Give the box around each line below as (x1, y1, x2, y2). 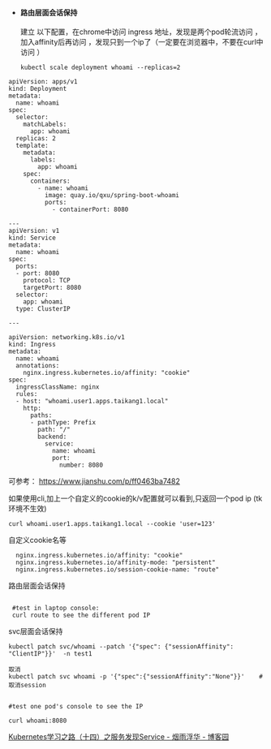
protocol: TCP (23, 277, 71, 285)
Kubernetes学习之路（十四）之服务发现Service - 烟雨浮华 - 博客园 (8, 732, 230, 742)
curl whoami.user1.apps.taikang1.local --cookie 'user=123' (8, 520, 217, 528)
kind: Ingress (8, 341, 57, 349)
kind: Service (8, 234, 57, 243)
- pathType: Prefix (29, 419, 96, 427)
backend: (37, 433, 67, 441)
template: (15, 142, 49, 150)
